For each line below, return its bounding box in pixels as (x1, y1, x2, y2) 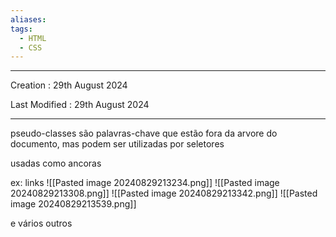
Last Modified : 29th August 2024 (10, 99, 150, 111)
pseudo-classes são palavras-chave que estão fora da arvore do (10, 127, 278, 140)
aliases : (10, 14, 47, 25)
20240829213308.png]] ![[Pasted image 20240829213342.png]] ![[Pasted (10, 187, 318, 200)
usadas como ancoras (10, 157, 102, 170)
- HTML (19, 33, 47, 43)
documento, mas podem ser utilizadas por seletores (10, 138, 225, 150)
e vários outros (10, 217, 73, 230)
